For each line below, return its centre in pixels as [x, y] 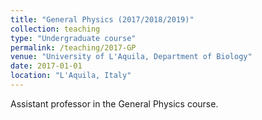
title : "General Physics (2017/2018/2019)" [102, 19]
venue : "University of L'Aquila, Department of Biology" [131, 57]
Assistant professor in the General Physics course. [114, 103]
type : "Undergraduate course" [73, 38]
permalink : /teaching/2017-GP [73, 47]
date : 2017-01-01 [46, 66]
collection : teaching [55, 29]
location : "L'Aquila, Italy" [71, 76]
